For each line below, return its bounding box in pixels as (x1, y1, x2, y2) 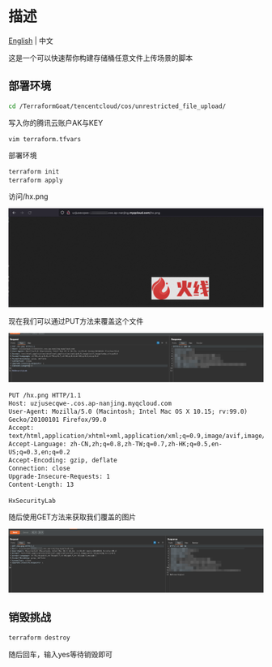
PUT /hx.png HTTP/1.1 (8, 391, 82, 400)
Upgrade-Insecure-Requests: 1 (8, 472, 111, 481)
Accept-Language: (8, 440, 67, 449)
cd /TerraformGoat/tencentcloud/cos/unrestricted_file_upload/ (8, 102, 227, 110)
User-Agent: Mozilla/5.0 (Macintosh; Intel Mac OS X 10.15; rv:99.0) (8, 407, 249, 416)
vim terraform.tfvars (8, 135, 82, 143)
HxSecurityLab (8, 497, 57, 506)
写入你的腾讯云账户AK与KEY (8, 118, 104, 127)
